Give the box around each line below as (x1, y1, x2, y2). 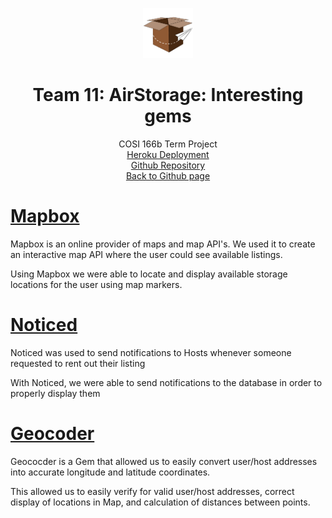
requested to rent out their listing (10, 357, 146, 369)
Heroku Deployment (126, 148, 210, 160)
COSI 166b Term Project (118, 138, 218, 150)
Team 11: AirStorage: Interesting (32, 84, 304, 107)
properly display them (10, 387, 101, 399)
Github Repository (130, 159, 206, 171)
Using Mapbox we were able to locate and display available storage (10, 268, 288, 280)
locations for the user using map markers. (10, 278, 183, 290)
